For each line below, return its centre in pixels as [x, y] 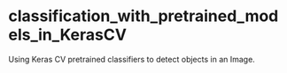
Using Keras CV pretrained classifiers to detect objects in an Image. [132, 59]
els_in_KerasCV [68, 35]
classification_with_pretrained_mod [143, 16]
